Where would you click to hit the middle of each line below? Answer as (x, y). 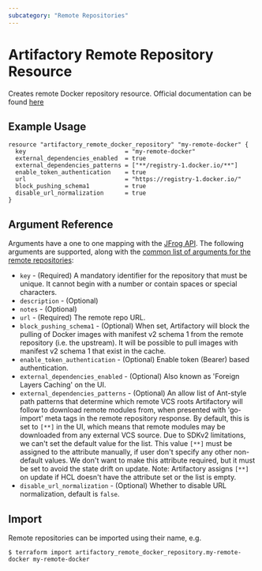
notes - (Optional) (48, 309)
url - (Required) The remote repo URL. (82, 318)
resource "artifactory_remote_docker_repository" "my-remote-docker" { (128, 145)
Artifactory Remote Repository (111, 54)
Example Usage (47, 126)
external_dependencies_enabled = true (81, 159)
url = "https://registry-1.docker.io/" (129, 180)
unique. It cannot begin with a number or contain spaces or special (128, 284)
